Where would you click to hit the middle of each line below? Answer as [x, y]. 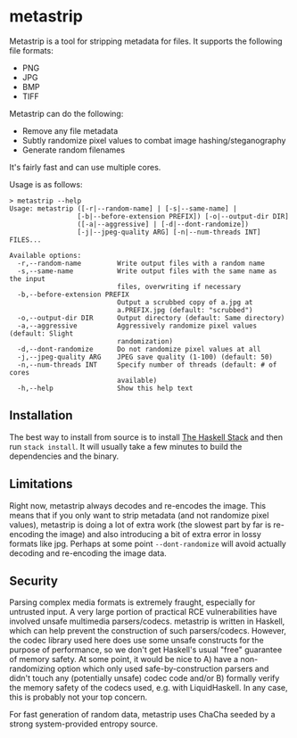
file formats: [31, 50]
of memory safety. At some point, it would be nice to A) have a [124, 659]
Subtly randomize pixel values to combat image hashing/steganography [154, 140]
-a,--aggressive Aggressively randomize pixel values [137, 326]
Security [33, 580]
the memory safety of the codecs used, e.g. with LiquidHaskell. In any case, [148, 688]
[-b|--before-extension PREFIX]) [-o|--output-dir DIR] [183, 216]
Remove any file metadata [70, 130]
